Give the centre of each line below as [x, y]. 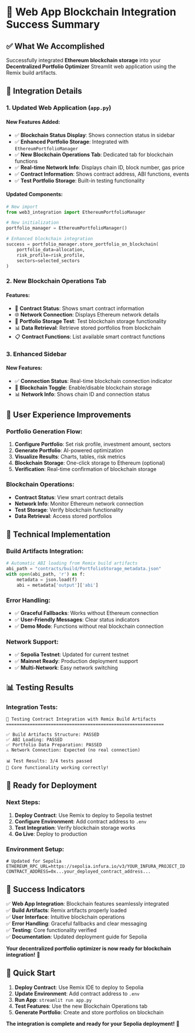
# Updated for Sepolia [34, 862]
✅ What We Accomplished [55, 46]
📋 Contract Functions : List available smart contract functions [90, 337]
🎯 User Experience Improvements [68, 415]
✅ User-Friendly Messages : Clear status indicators [77, 620]
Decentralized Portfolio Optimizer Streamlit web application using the [91, 66]
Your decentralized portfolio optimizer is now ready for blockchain [89, 948]
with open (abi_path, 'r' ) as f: [46, 574]
